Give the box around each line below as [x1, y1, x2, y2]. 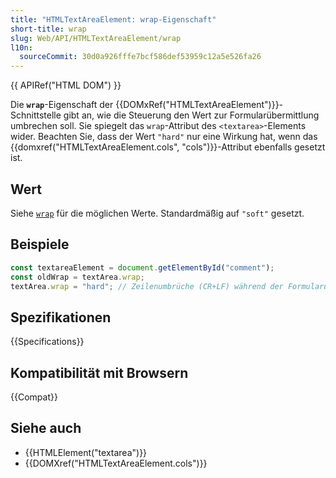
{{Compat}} [10, 391, 58, 403]
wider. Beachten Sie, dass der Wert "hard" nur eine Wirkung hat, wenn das [10, 131, 318, 143]
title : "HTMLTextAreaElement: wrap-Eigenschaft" [10, 14, 217, 25]
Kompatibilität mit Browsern [10, 364, 189, 381]
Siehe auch [10, 420, 82, 437]
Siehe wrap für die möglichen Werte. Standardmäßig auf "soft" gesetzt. [10, 207, 305, 219]
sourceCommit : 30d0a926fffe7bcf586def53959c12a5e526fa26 [19, 52, 262, 62]
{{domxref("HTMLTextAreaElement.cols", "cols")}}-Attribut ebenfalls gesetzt [10, 141, 326, 153]
